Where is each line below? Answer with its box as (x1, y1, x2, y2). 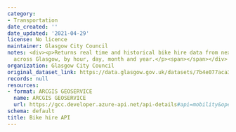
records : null (7, 75, 49, 82)
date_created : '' (7, 23, 58, 30)
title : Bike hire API (7, 114, 71, 121)
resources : (7, 82, 39, 89)
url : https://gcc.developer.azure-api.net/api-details (13, 101, 178, 108)
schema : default (7, 108, 55, 115)
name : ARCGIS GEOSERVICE (13, 95, 86, 102)
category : (7, 10, 37, 17)
